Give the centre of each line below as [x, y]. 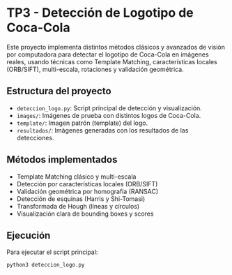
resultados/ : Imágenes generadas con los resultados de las [102, 130]
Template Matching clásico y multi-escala [76, 177]
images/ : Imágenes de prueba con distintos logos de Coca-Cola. [109, 115]
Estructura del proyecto [59, 91]
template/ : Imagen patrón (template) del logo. [82, 123]
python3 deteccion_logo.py [46, 265]
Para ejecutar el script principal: [52, 252]
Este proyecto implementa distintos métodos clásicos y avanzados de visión [116, 47]
